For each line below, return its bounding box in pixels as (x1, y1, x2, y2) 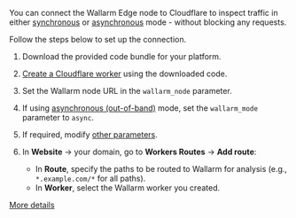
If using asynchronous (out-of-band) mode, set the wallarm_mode (21, 103, 259, 113)
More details (9, 199, 55, 210)
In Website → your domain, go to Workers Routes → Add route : (21, 146, 257, 157)
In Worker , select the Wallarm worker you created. (35, 183, 221, 193)
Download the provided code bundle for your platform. (21, 51, 222, 61)
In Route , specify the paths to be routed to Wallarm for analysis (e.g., (35, 164, 288, 174)
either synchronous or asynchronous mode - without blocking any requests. (9, 17, 287, 27)
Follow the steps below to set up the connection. (9, 35, 187, 44)
